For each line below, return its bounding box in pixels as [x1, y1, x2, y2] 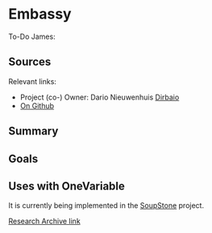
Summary [8, 125, 59, 138]
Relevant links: [8, 76, 56, 86]
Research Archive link [8, 216, 81, 227]
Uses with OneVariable [8, 179, 125, 193]
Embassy [8, 5, 72, 23]
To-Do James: [8, 32, 56, 41]
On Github [19, 100, 55, 110]
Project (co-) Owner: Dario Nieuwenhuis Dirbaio [19, 92, 180, 102]
